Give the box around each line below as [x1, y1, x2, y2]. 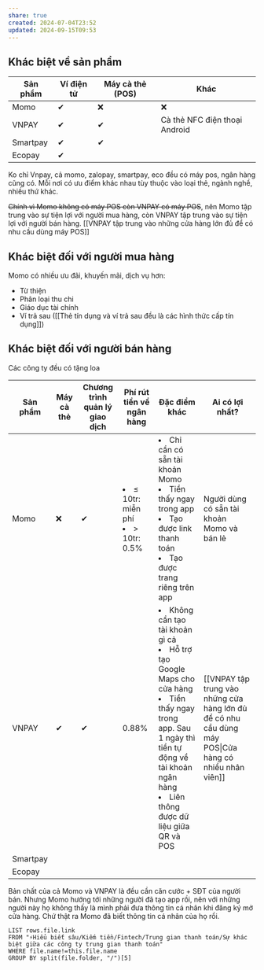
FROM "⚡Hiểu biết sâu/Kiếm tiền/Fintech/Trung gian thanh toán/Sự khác [8, 933, 247, 941]
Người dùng [203, 493, 247, 504]
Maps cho [158, 673, 195, 684]
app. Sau [158, 722, 191, 733]
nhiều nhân [203, 762, 245, 773]
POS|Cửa [203, 742, 238, 753]
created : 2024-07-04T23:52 [8, 19, 97, 27]
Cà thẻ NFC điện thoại [160, 115, 243, 126]
